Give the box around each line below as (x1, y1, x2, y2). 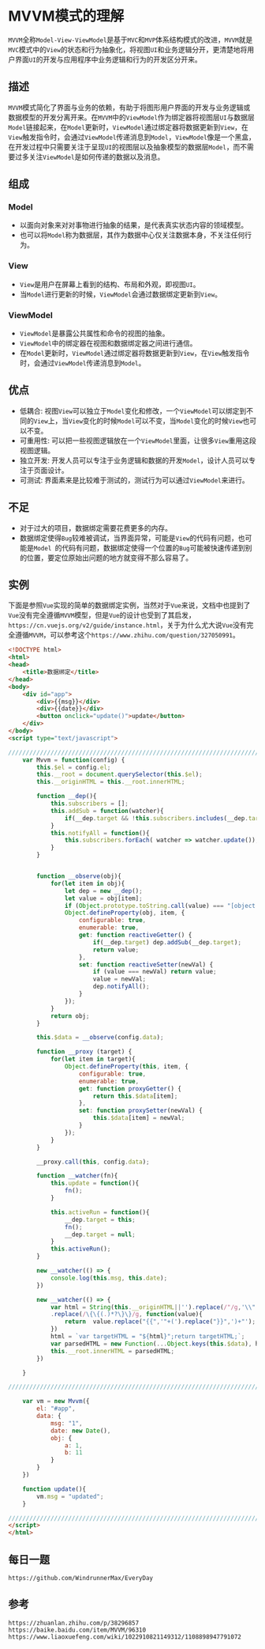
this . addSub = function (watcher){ (50, 807, 164, 815)
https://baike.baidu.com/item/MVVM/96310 (8, 1626, 147, 1634)
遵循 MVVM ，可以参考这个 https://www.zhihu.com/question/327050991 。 (14, 630, 240, 640)
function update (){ (22, 1484, 87, 1493)
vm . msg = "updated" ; (36, 1492, 104, 1500)
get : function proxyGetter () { (78, 1084, 181, 1092)
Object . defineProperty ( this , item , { (64, 1063, 189, 1071)
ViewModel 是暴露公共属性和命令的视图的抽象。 (19, 329, 170, 338)
